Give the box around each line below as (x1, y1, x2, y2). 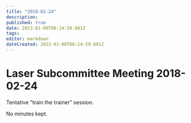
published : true (6, 19, 46, 25)
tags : (6, 31, 19, 36)
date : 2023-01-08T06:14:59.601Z (6, 25, 85, 31)
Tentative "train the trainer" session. (6, 98, 94, 106)
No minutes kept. (6, 110, 48, 117)
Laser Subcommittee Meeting (6, 67, 154, 80)
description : (6, 14, 38, 20)
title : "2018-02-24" (6, 8, 57, 15)
